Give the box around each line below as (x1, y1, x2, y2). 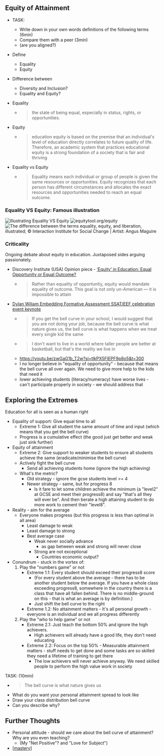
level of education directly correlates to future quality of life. (31, 139, 153, 145)
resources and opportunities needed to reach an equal (31, 189, 142, 195)
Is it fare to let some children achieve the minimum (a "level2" (34, 486, 158, 492)
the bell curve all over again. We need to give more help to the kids (19, 366, 154, 372)
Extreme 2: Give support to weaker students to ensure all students (19, 450, 153, 456)
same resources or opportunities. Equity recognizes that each (31, 179, 157, 184)
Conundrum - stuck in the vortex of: (12, 559, 85, 565)
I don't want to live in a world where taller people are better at (31, 341, 156, 347)
